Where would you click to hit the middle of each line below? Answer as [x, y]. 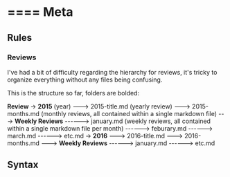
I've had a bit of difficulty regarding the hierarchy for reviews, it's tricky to [112, 72]
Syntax [23, 165]
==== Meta [41, 12]
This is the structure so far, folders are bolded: [73, 93]
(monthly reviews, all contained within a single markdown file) [129, 113]
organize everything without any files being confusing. [85, 80]
